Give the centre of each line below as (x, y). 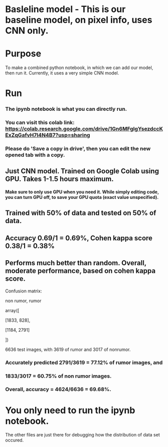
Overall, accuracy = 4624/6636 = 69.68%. (58, 390)
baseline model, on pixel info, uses (79, 20)
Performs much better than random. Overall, (76, 263)
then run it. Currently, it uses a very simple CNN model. (62, 73)
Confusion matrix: (24, 291)
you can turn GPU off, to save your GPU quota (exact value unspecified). (82, 197)
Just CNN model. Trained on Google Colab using (82, 171)
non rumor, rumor (23, 301)
